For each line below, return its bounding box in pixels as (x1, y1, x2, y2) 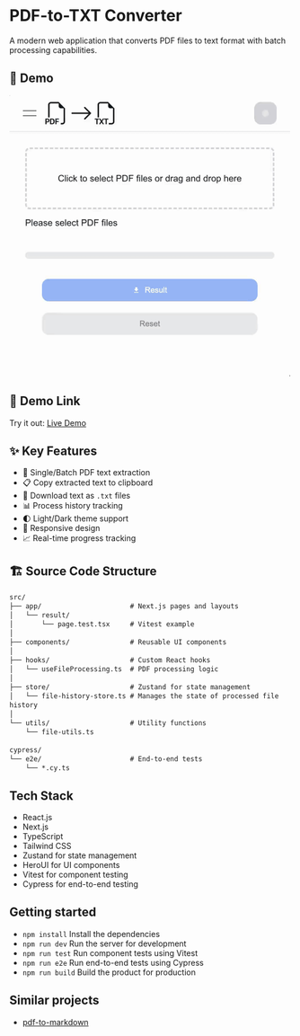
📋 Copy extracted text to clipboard (22, 477, 154, 488)
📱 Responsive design (22, 523, 101, 534)
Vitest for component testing (22, 869, 128, 880)
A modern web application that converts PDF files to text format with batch (9, 35, 287, 46)
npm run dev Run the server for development (22, 938, 187, 949)
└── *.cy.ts (25, 764, 70, 773)
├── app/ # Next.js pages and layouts (9, 602, 240, 611)
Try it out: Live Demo (9, 417, 87, 428)
